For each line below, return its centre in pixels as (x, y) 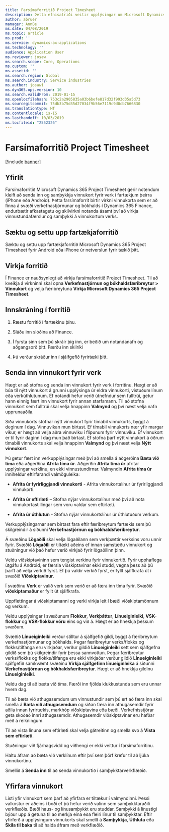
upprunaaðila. (19, 412)
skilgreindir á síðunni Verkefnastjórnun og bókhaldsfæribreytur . (73, 529)
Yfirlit (14, 177)
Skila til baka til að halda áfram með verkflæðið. (55, 825)
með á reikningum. (24, 720)
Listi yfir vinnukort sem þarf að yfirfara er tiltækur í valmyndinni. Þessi (77, 798)
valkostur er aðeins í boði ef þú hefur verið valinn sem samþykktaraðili (78, 804)
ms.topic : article (24, 33)
